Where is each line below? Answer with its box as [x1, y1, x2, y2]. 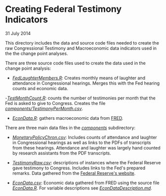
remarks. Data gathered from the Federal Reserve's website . [12, 170, 136, 176]
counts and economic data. [12, 85, 68, 91]
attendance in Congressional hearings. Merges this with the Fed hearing [12, 80, 160, 86]
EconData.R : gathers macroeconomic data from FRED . [12, 115, 124, 121]
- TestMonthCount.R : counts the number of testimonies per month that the [5, 95, 156, 101]
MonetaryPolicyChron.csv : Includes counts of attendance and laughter [12, 134, 157, 140]
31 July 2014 [5, 30, 31, 36]
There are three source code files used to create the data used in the [5, 60, 146, 66]
